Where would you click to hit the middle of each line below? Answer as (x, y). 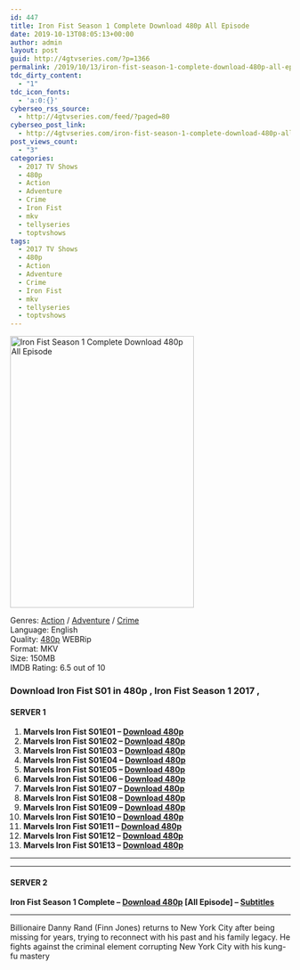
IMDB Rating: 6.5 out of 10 (58, 668)
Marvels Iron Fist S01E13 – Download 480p (103, 845)
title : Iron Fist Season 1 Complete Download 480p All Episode (130, 26)
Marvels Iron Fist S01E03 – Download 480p (104, 751)
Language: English (44, 630)
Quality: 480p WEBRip (51, 640)
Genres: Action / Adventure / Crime (75, 621)
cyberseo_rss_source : (50, 109)
